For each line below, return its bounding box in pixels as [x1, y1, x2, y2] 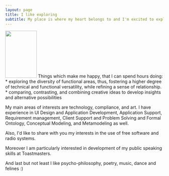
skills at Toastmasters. [5, 150, 52, 156]
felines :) [5, 165, 24, 171]
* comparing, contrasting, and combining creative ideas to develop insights [5, 89, 161, 96]
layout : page [5, 7, 33, 13]
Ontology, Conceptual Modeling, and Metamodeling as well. [5, 120, 129, 126]
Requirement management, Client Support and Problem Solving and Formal [5, 115, 161, 121]
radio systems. [5, 135, 36, 141]
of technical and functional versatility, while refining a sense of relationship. [5, 84, 162, 90]
